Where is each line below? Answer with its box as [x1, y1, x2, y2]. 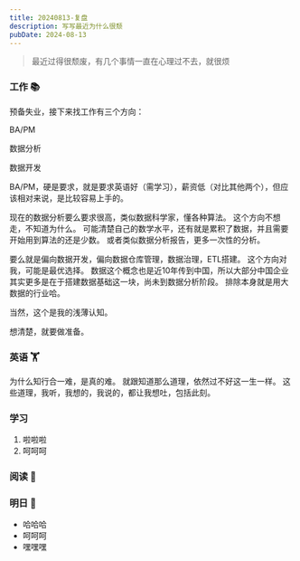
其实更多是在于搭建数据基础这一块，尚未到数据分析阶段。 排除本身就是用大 [9, 276, 289, 287]
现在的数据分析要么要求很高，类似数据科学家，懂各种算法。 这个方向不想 [9, 212, 281, 223]
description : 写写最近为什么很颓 [9, 22, 124, 31]
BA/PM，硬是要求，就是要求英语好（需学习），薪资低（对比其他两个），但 [9, 181, 281, 192]
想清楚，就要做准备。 [9, 326, 89, 337]
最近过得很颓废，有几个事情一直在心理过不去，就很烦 [31, 56, 230, 67]
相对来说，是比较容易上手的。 [16, 192, 128, 204]
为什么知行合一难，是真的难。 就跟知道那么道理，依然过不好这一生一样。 [9, 376, 281, 386]
